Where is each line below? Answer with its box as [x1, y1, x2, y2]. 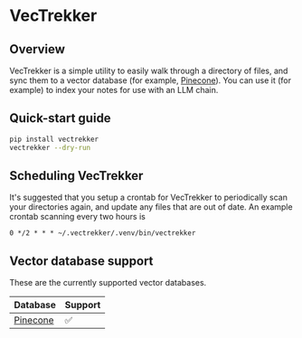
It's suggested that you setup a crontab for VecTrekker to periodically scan [9, 192, 288, 203]
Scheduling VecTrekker [9, 168, 144, 183]
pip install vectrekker [9, 135, 99, 144]
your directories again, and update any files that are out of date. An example [9, 202, 293, 212]
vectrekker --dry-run [9, 143, 91, 152]
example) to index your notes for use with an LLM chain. [9, 85, 219, 95]
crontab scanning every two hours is [9, 211, 146, 222]
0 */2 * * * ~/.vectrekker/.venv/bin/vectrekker [9, 229, 196, 238]
